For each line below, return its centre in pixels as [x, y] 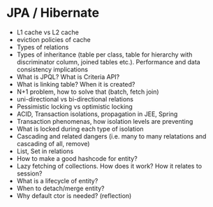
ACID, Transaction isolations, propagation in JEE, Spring [97, 114]
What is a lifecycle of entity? [57, 180]
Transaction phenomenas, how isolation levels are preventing [105, 121]
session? [29, 173]
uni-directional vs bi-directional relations [75, 99]
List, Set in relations [45, 151]
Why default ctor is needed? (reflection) [74, 195]
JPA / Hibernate [53, 13]
